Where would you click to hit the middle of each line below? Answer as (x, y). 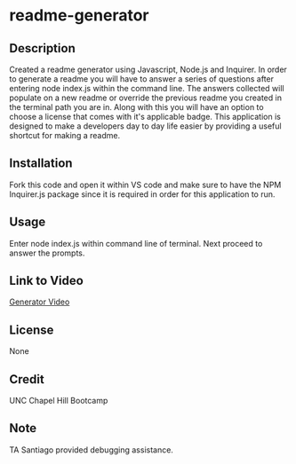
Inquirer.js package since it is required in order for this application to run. (142, 194)
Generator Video (40, 302)
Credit (27, 379)
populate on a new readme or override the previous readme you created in (146, 98)
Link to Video (47, 281)
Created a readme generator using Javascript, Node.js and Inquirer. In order (148, 69)
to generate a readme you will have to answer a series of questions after (141, 79)
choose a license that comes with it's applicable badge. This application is (145, 117)
